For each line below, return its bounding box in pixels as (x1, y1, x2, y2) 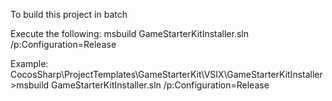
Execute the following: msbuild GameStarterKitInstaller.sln (10, 28, 250, 39)
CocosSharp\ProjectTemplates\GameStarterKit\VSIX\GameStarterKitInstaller (10, 69, 323, 80)
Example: (10, 58, 49, 69)
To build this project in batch (10, 9, 128, 20)
